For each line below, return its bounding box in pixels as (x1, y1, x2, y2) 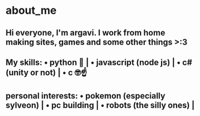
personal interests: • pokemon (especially (5, 91, 166, 101)
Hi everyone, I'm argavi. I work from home (5, 28, 166, 38)
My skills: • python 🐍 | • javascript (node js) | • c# (5, 57, 193, 67)
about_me (5, 4, 57, 17)
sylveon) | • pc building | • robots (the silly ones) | (5, 100, 195, 111)
